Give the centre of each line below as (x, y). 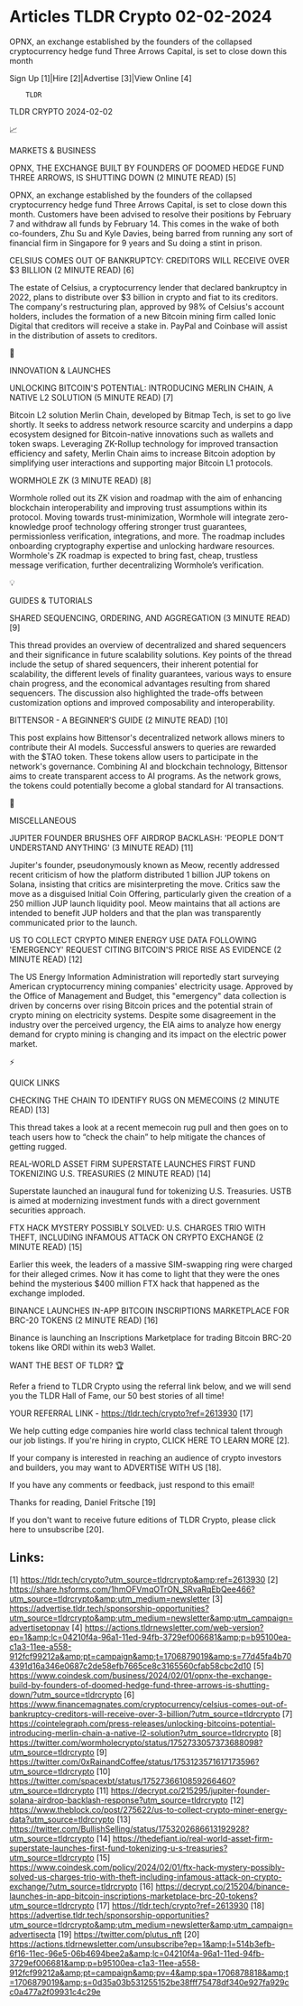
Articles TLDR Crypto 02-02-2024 (141, 17)
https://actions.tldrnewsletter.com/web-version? (174, 1627)
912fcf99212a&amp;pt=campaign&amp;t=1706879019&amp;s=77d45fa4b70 (151, 1656)
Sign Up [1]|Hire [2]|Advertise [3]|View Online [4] (101, 78)
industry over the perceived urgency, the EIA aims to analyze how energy (145, 1024)
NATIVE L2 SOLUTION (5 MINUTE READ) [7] (92, 397)
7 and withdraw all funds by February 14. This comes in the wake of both (144, 224)
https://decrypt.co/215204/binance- (223, 1886)
